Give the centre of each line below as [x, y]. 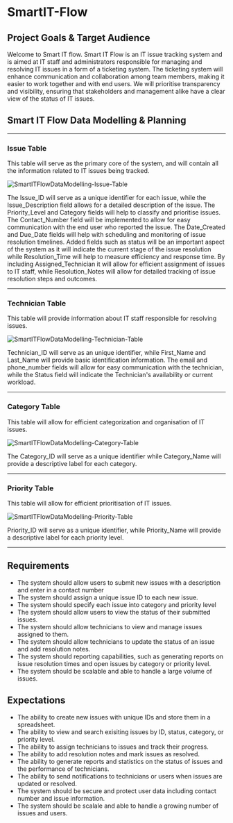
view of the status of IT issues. [51, 99]
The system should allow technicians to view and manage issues [110, 626]
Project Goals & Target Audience [79, 38]
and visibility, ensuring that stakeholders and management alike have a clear [116, 91]
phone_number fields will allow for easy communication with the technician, [115, 367]
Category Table [34, 407]
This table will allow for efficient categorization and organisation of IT [106, 422]
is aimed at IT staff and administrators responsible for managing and [105, 62]
